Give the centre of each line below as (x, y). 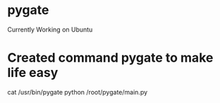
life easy (33, 73)
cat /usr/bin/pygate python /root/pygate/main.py (78, 92)
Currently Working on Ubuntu (50, 29)
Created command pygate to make (110, 58)
